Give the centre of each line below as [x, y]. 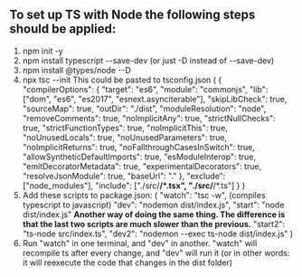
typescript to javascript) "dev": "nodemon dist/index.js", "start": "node [153, 205]
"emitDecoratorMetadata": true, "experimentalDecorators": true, [142, 166]
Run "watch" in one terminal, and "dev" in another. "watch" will [140, 243]
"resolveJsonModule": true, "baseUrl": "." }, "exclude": [124, 176]
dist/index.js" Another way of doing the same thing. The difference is [154, 214]
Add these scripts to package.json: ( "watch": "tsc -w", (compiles [144, 195]
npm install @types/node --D [76, 70]
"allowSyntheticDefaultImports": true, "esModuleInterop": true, [139, 157]
